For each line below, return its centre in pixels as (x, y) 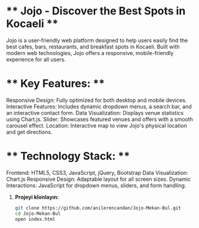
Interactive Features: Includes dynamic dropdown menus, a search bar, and (99, 107)
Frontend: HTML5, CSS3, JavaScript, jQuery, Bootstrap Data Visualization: (97, 172)
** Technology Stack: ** (68, 156)
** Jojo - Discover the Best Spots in (96, 11)
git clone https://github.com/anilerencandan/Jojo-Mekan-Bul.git (98, 208)
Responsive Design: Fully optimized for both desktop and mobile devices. (97, 100)
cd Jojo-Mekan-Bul (38, 214)
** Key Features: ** (56, 83)
